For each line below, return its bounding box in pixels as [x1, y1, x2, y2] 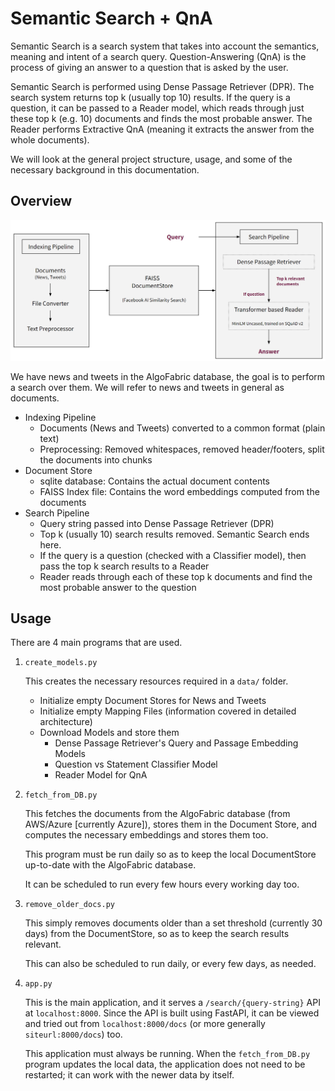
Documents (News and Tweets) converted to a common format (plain [39, 422, 326, 434]
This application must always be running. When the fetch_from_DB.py [24, 1048, 311, 1060]
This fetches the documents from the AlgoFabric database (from [24, 808, 291, 820]
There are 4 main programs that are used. [10, 637, 183, 649]
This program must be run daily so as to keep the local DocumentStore [24, 848, 317, 861]
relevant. [24, 938, 62, 951]
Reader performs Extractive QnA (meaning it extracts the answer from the [10, 123, 315, 135]
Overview [10, 193, 73, 210]
